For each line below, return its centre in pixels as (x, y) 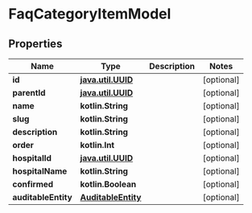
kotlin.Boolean (108, 184)
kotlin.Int (97, 145)
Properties (35, 44)
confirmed (33, 184)
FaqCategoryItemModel (90, 14)
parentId (29, 93)
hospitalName (40, 171)
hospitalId (32, 158)
